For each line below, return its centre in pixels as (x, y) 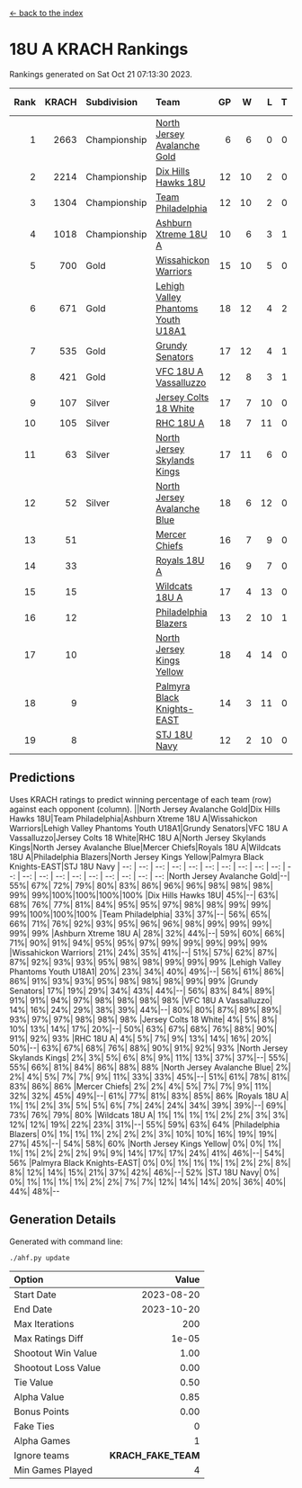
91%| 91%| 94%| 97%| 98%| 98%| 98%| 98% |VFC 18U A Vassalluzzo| (141, 1000)
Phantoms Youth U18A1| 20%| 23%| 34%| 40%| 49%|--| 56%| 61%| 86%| (147, 972)
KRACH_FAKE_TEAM (155, 1455)
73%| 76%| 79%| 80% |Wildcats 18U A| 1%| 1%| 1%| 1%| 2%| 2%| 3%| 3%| (149, 1115)
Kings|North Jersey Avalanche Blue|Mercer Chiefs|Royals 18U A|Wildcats (145, 847)
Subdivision (111, 102)
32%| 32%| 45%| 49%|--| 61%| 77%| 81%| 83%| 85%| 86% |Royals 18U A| (149, 1096)
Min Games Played (53, 1470)
